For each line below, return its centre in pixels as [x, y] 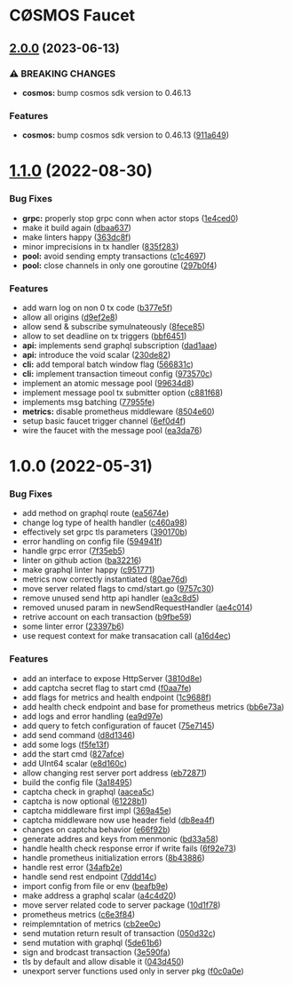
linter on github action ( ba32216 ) [82, 560]
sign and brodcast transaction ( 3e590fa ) [96, 952]
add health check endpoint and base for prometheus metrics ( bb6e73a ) [153, 706]
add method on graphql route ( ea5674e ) [95, 513]
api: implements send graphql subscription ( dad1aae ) [119, 345]
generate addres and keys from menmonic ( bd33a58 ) [120, 838]
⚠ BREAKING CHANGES [63, 74]
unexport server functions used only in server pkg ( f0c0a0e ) [133, 971]
